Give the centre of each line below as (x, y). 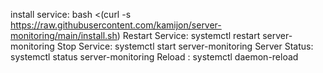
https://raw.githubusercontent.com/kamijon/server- (116, 25)
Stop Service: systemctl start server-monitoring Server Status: (185, 46)
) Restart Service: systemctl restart (188, 35)
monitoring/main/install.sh (64, 35)
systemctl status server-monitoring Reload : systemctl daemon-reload (154, 57)
